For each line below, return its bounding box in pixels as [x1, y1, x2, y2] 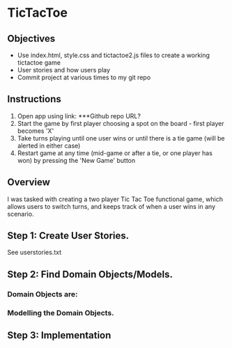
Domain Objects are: [7, 289, 78, 299]
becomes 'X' [17, 127, 54, 135]
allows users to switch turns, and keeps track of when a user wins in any [7, 202, 216, 210]
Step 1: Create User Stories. [7, 230, 130, 242]
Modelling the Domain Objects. [7, 308, 114, 317]
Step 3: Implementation [7, 329, 111, 342]
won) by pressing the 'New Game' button [17, 156, 136, 164]
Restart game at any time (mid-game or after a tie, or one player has [17, 148, 212, 157]
